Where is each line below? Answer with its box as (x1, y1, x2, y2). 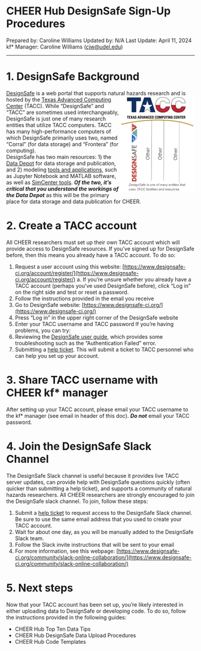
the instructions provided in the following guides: (6, 613, 127, 621)
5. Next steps (6, 581, 74, 595)
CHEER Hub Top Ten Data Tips (14, 625, 91, 632)
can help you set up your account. (14, 352, 100, 359)
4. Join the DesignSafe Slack (6, 439, 151, 453)
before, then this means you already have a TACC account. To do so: (6, 251, 176, 258)
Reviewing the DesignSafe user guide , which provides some (14, 333, 163, 340)
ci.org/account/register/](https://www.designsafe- (14, 269, 139, 276)
